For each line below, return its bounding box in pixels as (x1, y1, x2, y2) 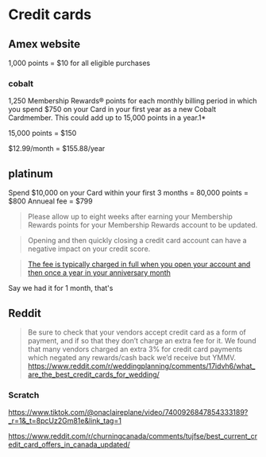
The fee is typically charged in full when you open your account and (27, 260, 251, 269)
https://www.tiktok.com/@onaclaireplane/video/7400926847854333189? (8, 408, 249, 417)
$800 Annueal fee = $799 (8, 196, 93, 206)
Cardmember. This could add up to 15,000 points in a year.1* (8, 113, 206, 122)
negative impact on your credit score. (27, 244, 151, 254)
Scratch (8, 389, 40, 401)
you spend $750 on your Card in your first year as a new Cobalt (8, 105, 217, 114)
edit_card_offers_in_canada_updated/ (8, 440, 131, 450)
